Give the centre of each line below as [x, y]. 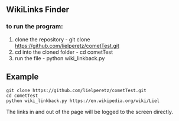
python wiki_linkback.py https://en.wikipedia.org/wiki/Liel [83, 101]
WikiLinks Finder [38, 10]
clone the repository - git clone [52, 39]
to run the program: [35, 27]
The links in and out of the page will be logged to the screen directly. [89, 112]
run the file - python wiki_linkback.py [60, 58]
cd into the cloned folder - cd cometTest [64, 52]
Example [22, 77]
